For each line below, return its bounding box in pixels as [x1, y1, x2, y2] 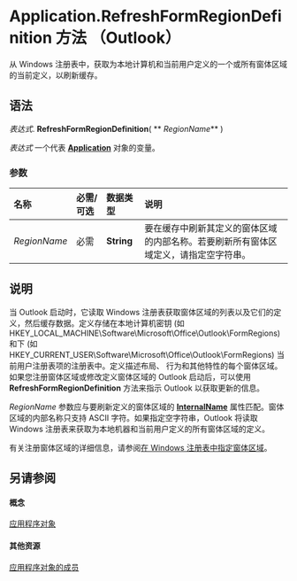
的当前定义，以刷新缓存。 [9, 69, 103, 81]
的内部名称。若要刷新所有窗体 [144, 236, 269, 248]
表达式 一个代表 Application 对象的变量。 [9, 142, 161, 152]
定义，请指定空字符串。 [153, 249, 251, 261]
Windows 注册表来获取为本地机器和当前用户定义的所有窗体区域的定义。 [9, 423, 270, 434]
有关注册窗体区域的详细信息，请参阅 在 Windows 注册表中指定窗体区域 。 [9, 442, 272, 453]
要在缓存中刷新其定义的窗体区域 [144, 222, 278, 235]
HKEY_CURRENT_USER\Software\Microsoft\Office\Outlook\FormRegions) [9, 349, 275, 360]
